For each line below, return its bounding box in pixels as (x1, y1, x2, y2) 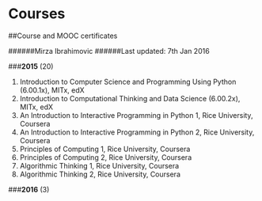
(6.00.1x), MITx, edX (19, 85, 85, 95)
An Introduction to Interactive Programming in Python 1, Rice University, (19, 110, 253, 119)
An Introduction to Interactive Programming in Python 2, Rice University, (19, 127, 255, 137)
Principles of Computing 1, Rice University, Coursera (19, 144, 191, 154)
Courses (8, 5, 66, 23)
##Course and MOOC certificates (8, 31, 118, 40)
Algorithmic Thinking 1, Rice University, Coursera (19, 161, 180, 170)
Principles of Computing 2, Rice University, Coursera (19, 152, 192, 162)
